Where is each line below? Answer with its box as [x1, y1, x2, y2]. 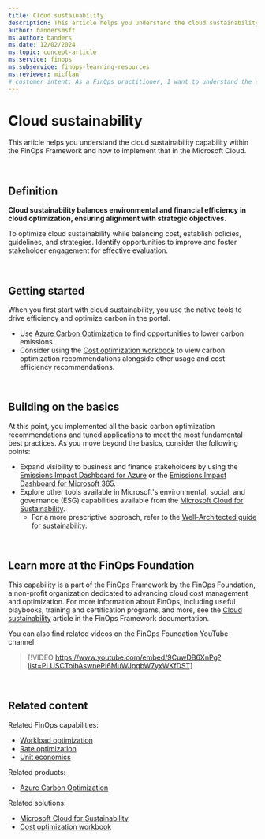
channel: [8, 637, 37, 646]
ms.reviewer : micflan [8, 70, 80, 78]
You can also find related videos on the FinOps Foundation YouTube [8, 629, 229, 638]
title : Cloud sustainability [8, 11, 104, 20]
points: [8, 446, 31, 456]
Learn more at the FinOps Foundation [8, 559, 195, 573]
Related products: [8, 767, 66, 777]
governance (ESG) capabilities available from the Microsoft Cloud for [19, 495, 244, 505]
